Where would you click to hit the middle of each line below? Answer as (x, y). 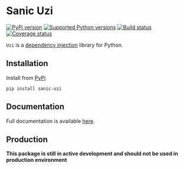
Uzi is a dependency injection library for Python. (65, 45)
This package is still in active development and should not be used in (92, 154)
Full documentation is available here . (51, 121)
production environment (37, 160)
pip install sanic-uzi (34, 89)
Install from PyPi (26, 77)
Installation (27, 64)
